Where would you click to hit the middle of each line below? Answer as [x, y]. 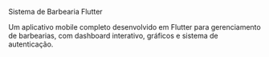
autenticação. [31, 44]
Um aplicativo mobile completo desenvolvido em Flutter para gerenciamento [134, 27]
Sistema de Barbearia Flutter [55, 12]
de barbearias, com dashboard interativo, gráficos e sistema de [113, 36]
